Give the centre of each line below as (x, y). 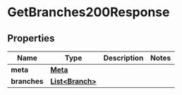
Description (123, 58)
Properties (31, 38)
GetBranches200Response (89, 12)
